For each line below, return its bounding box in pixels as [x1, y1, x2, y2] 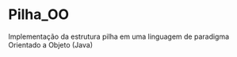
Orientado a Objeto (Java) [8, 40, 94, 49]
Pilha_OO [8, 6, 70, 24]
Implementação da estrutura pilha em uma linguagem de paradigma [8, 32, 230, 41]
